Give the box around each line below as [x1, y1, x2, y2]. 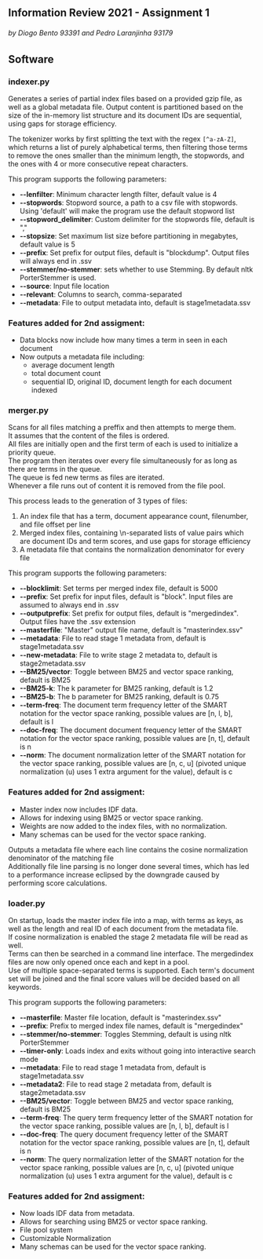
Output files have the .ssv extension [19, 617, 136, 626]
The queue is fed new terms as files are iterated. [8, 473, 165, 482]
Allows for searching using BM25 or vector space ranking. [19, 1217, 208, 1227]
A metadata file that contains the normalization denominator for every [19, 545, 245, 554]
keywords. [8, 983, 42, 992]
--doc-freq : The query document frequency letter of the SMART [19, 1129, 229, 1139]
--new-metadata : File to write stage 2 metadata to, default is [19, 651, 218, 660]
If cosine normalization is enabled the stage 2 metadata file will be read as [8, 932, 249, 942]
